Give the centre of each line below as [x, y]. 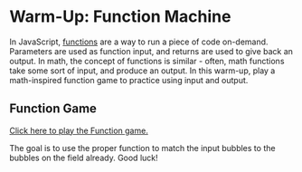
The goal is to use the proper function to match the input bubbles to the [142, 148]
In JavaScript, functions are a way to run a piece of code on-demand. [139, 42]
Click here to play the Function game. [79, 130]
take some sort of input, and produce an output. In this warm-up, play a [142, 71]
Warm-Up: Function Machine [120, 17]
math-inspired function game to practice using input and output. [129, 80]
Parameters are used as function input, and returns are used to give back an [151, 51]
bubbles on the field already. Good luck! [84, 158]
